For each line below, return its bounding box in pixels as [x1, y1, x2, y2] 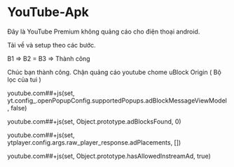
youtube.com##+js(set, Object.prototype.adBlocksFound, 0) [7, 117, 181, 126]
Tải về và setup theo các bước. [7, 41, 96, 49]
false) [10, 103, 27, 112]
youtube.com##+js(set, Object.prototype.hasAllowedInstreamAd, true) [7, 152, 212, 160]
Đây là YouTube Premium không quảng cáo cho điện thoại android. [7, 27, 200, 36]
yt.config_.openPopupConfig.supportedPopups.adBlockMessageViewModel [7, 96, 228, 105]
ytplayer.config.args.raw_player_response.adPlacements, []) [7, 138, 181, 147]
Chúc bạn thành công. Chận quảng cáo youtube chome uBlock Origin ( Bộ [7, 68, 222, 76]
